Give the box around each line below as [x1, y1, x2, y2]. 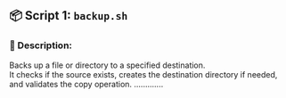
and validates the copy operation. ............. [9, 78, 164, 89]
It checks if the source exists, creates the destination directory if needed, [9, 69, 278, 79]
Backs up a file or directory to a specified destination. [9, 60, 206, 70]
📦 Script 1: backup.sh [9, 8, 128, 23]
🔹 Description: [9, 39, 73, 52]
